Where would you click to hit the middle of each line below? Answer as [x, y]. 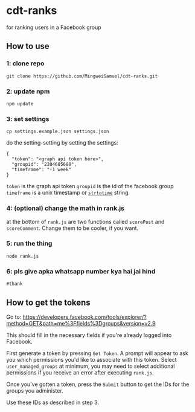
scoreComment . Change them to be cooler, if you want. [72, 228]
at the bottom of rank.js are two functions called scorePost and [85, 221]
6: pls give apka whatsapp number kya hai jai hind [81, 271]
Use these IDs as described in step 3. [53, 402]
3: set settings [28, 119]
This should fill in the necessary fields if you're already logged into [89, 335]
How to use [28, 46]
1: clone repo [25, 64]
